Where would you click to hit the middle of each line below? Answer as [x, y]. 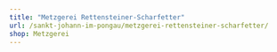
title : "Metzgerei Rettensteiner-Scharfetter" [97, 17]
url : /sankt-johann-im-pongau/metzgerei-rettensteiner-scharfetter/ [139, 26]
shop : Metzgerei [39, 33]
